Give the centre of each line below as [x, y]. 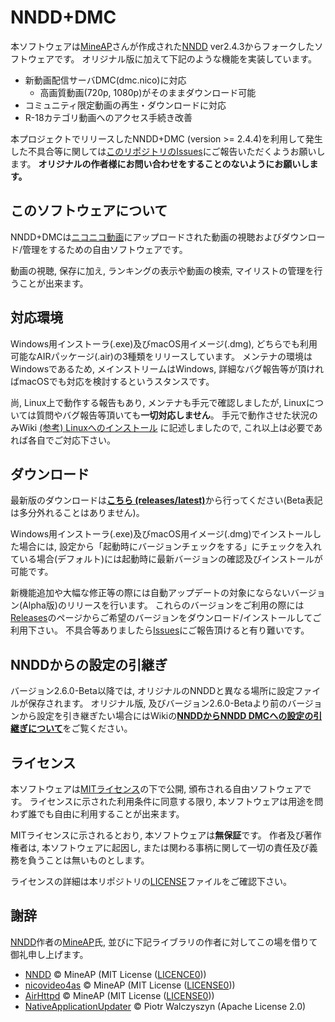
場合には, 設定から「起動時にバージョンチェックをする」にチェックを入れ [170, 547]
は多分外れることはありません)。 [77, 513]
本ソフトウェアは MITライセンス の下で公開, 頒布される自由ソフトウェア [156, 789]
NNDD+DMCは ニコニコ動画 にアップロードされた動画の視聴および [146, 237]
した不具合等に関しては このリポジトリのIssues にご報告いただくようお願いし [168, 151]
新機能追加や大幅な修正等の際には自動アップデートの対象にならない [150, 593]
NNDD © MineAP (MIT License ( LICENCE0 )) [115, 974]
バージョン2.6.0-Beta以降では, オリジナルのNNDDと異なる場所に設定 [152, 691]
